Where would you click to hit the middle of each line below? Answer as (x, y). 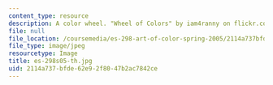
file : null (27, 31)
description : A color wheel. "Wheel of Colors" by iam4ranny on (119, 23)
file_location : (34, 38)
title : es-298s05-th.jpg (50, 62)
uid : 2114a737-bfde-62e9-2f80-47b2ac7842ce (83, 69)
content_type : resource (49, 16)
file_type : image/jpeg (47, 46)
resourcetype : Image (43, 53)
